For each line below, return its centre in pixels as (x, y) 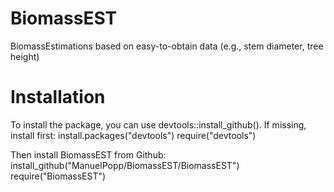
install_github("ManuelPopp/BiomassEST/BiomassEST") (125, 165)
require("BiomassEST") (58, 176)
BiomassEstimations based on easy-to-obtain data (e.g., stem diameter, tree (167, 46)
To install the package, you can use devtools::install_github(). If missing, (158, 124)
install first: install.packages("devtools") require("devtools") (133, 135)
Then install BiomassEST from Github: (88, 154)
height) (25, 56)
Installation (58, 97)
